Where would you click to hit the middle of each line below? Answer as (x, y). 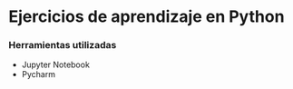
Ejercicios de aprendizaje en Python (146, 17)
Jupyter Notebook (55, 64)
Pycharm (39, 74)
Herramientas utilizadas (63, 45)
